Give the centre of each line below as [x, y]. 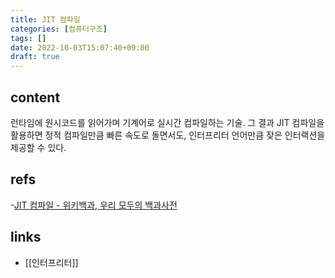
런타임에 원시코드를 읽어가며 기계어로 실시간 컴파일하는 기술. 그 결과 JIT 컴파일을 [167, 122]
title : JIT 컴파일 [45, 19]
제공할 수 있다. [38, 147]
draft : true [35, 57]
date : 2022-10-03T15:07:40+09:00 [80, 47]
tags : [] [28, 38]
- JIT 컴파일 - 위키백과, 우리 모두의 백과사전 [94, 205]
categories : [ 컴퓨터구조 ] [59, 29]
